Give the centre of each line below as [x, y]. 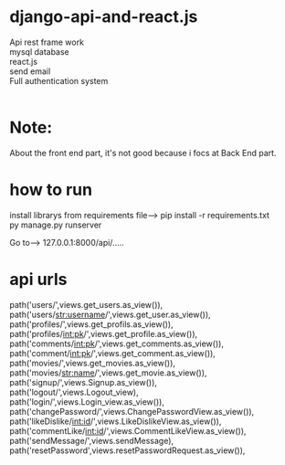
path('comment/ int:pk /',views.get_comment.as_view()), [113, 353]
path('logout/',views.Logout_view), [74, 392]
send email [30, 71]
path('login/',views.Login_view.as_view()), [87, 402]
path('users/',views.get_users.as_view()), [86, 304]
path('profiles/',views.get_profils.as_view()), [91, 324]
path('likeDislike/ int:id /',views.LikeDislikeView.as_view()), [116, 421]
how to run [51, 190]
